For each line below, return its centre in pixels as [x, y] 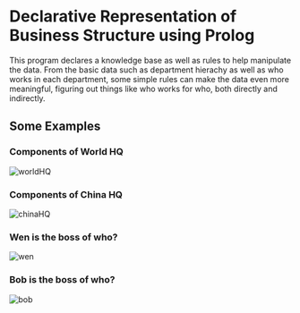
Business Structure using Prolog [132, 35]
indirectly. [28, 98]
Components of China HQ [66, 194]
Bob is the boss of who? [62, 280]
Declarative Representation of [123, 17]
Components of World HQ [66, 152]
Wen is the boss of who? [64, 237]
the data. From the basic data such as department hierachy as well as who [146, 70]
